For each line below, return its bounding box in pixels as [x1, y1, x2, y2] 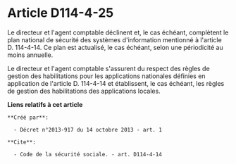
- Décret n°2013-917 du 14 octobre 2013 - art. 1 [13, 126, 162, 133]
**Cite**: [7, 139, 37, 146]
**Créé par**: [7, 114, 49, 121]
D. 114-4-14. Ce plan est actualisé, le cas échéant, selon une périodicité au [7, 43, 223, 51]
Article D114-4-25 [7, 5, 114, 21]
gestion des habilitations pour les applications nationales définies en [7, 72, 206, 80]
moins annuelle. [7, 51, 54, 59]
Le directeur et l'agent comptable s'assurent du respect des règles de [7, 64, 210, 72]
